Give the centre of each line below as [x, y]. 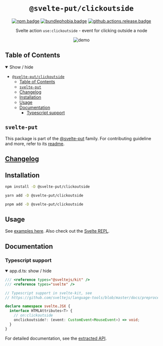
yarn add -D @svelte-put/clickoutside [44, 195]
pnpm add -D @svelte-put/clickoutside [44, 204]
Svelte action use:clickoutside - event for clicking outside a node [81, 30]
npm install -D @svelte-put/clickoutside [48, 186]
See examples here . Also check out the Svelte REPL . [57, 231]
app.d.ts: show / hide [31, 271]
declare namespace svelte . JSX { [38, 306]
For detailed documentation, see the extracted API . [56, 338]
